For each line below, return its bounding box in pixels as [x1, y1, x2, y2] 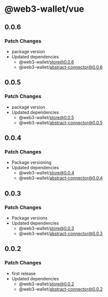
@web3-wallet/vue [4, 3, 85, 15]
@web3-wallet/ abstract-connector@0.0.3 [18, 231, 103, 236]
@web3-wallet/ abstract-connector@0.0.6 [18, 64, 103, 70]
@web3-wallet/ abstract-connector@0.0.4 [18, 175, 103, 181]
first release [11, 270, 36, 276]
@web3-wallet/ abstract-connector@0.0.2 [18, 286, 103, 292]
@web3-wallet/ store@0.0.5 [18, 114, 74, 120]
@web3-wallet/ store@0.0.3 [18, 225, 74, 231]
